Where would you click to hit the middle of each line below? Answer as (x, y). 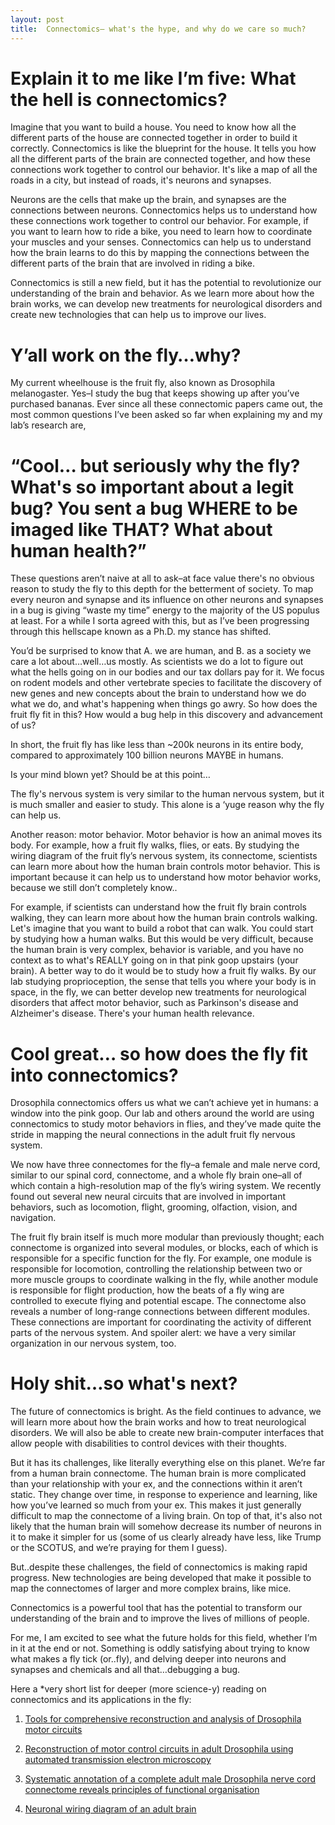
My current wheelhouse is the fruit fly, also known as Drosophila (143, 383)
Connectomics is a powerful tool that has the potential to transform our (156, 1608)
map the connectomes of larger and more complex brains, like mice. (151, 1588)
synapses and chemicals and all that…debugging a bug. (125, 1670)
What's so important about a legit (152, 487)
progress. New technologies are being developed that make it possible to (161, 1578)
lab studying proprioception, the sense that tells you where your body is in (163, 982)
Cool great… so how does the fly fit (159, 1053)
